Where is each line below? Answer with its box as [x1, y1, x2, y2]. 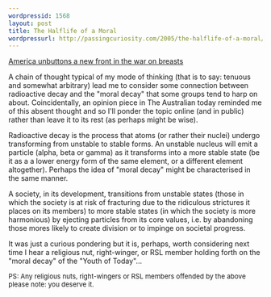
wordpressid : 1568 [8, 11, 70, 20]
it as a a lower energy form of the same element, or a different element [8, 157, 244, 166]
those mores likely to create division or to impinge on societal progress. [8, 224, 246, 233]
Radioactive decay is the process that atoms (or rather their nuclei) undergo [8, 131, 261, 140]
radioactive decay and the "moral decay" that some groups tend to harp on [8, 90, 258, 99]
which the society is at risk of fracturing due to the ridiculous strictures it [8, 198, 250, 207]
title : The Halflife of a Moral [8, 27, 117, 35]
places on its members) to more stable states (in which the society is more [8, 207, 256, 216]
